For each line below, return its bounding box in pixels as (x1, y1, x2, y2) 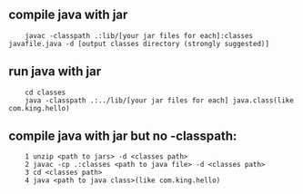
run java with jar (8, 63, 102, 80)
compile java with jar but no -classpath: (8, 129, 237, 144)
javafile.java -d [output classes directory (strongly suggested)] (8, 39, 270, 48)
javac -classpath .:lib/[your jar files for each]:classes (25, 31, 254, 40)
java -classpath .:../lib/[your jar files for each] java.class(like (25, 95, 295, 105)
